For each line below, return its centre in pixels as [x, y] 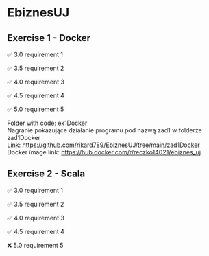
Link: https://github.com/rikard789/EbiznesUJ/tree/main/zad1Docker [103, 145]
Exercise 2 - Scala [46, 174]
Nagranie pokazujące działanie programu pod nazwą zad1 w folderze [104, 130]
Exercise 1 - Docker [49, 38]
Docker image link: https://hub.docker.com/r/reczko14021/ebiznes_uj [104, 152]
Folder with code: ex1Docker [47, 123]
